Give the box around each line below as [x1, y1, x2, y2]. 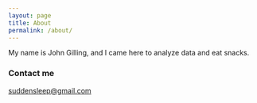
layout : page [8, 11, 52, 20]
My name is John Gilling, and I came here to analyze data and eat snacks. [8, 48, 250, 58]
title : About [8, 19, 52, 27]
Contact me [8, 68, 55, 79]
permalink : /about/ [8, 26, 73, 34]
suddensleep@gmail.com [8, 86, 92, 95]
